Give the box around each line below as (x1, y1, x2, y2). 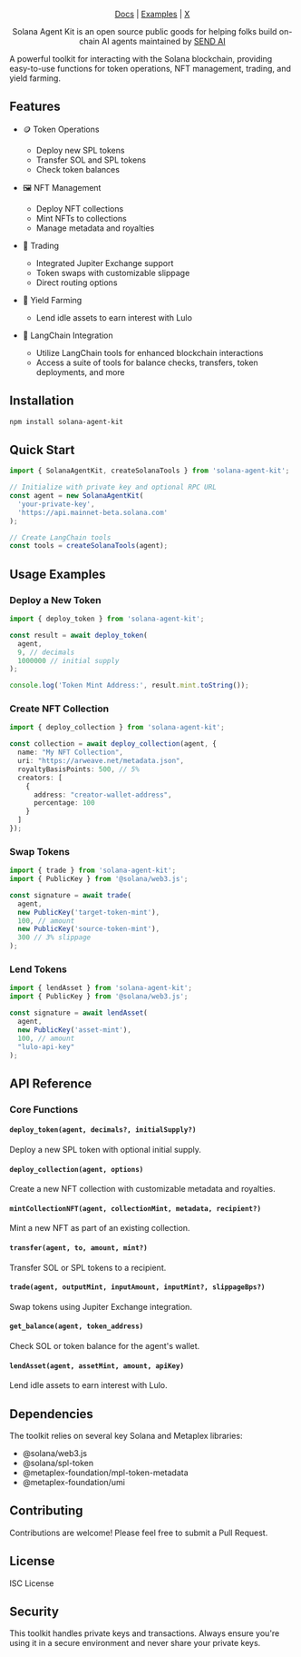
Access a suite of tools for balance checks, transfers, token (35, 357, 258, 368)
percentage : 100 (33, 799, 95, 808)
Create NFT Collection (9, 702, 110, 715)
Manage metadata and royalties (35, 223, 155, 233)
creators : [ (17, 773, 63, 782)
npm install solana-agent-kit (9, 417, 124, 426)
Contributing (9, 1503, 83, 1519)
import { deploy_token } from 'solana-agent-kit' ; (9, 614, 205, 623)
